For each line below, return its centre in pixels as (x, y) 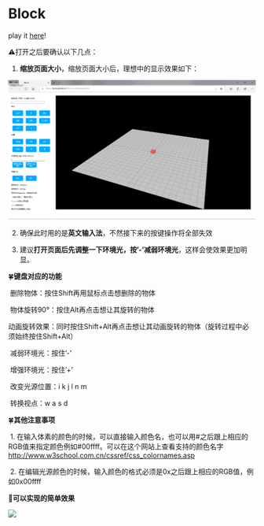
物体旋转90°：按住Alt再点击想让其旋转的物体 (82, 309)
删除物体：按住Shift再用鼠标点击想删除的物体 (82, 293)
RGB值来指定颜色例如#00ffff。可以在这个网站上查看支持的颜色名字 (116, 446)
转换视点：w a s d (39, 403)
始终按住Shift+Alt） (46, 336)
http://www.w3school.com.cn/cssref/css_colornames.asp (101, 455)
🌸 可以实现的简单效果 (42, 498)
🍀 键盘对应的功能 (35, 276)
